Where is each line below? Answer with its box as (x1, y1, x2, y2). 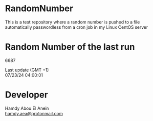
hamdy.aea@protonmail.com (5, 110, 63, 116)
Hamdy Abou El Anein (5, 105, 49, 111)
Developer (5, 89, 48, 101)
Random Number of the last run (5, 41, 135, 53)
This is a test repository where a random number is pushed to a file (5, 19, 140, 25)
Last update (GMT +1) (5, 67, 49, 73)
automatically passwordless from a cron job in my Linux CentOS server (5, 24, 148, 30)
